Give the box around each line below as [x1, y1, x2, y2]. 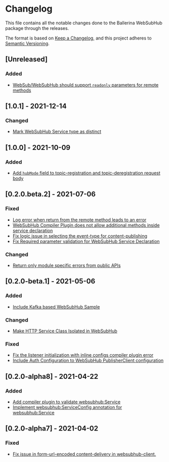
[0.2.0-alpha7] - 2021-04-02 [5, 424, 99, 433]
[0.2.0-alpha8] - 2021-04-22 [5, 372, 99, 380]
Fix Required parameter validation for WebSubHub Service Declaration [12, 238, 160, 244]
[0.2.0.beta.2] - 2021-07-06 [5, 190, 96, 199]
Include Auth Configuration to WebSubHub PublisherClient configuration [12, 358, 164, 364]
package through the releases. [5, 25, 69, 31]
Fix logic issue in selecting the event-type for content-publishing [12, 233, 148, 239]
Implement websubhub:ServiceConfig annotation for [12, 404, 122, 410]
